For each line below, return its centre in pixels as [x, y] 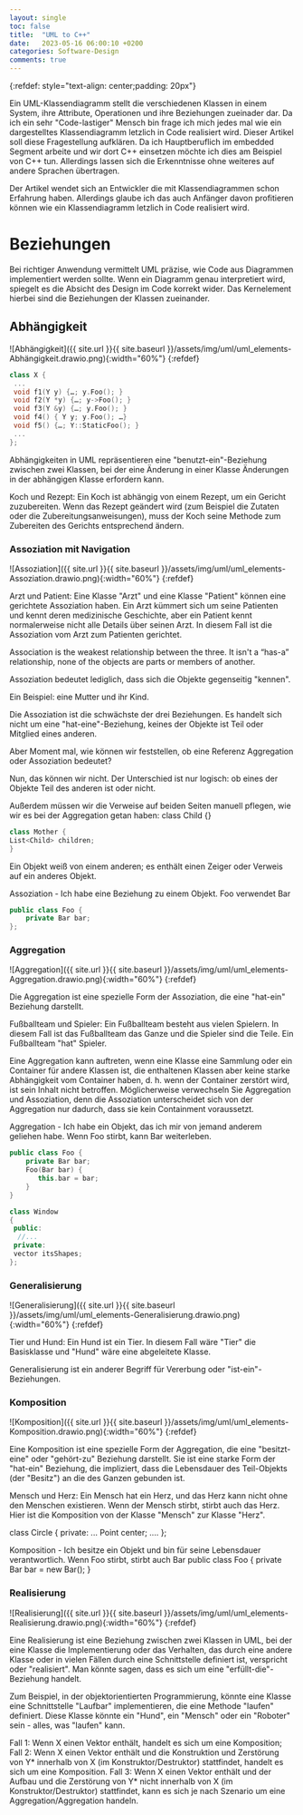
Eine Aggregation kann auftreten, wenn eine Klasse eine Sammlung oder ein [151, 1061]
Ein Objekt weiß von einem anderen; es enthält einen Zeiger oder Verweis [146, 866]
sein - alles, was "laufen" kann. [67, 1725]
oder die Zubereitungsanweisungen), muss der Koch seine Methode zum [145, 516]
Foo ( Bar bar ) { [54, 1170]
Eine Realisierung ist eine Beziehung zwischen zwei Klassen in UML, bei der [151, 1640]
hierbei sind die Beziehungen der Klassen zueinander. [110, 298]
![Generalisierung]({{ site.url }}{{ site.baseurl [92, 1305]
